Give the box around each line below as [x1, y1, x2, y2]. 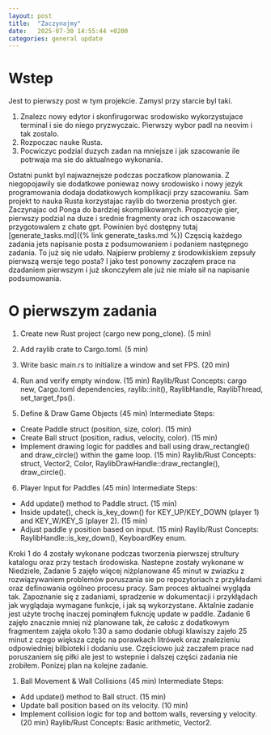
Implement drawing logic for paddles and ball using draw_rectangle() [19, 442, 251, 452]
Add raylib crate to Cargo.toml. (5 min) [19, 345, 149, 355]
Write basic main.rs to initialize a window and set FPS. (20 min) [19, 360, 231, 370]
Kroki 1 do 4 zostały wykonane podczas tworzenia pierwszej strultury [8, 549, 239, 559]
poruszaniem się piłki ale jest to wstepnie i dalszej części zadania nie [8, 652, 239, 662]
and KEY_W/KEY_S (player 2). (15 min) [19, 516, 148, 526]
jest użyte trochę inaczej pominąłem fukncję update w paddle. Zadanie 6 [8, 609, 251, 619]
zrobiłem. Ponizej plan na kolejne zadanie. [8, 661, 148, 670]
